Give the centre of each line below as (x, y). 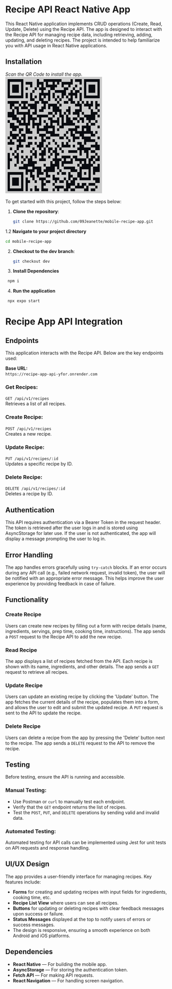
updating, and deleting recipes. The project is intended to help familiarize (83, 40)
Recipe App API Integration (64, 322)
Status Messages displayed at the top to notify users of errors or (82, 919)
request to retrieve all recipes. (37, 672)
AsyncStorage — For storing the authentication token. (70, 969)
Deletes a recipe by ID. (29, 494)
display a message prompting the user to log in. (56, 539)
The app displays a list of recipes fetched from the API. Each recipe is (79, 661)
